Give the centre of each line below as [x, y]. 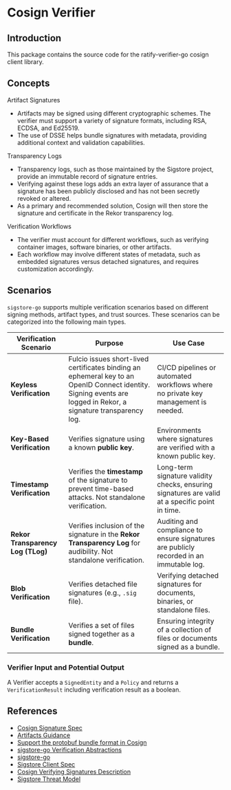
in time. [169, 510]
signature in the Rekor [104, 534]
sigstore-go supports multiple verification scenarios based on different [108, 307]
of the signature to [98, 480]
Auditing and [177, 521]
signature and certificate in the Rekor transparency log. [95, 213]
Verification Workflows [40, 226]
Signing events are [98, 393]
